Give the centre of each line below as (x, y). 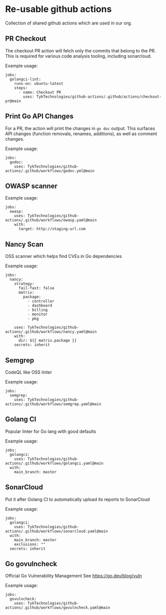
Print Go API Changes (39, 116)
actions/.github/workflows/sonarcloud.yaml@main (57, 531)
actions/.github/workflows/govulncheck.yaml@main (58, 608)
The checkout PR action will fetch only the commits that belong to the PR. (81, 50)
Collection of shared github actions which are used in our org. (69, 23)
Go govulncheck (31, 564)
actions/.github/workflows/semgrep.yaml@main (53, 404)
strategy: (24, 284)
